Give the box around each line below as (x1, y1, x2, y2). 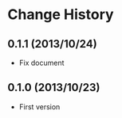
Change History (7, 6, 114, 24)
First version (18, 101, 61, 112)
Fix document (18, 58, 65, 67)
